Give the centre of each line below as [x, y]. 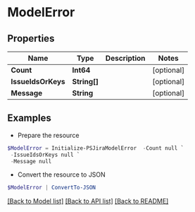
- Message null [31, 161]
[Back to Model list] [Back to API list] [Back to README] [88, 201]
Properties [31, 39]
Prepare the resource [48, 135]
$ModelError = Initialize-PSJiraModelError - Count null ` [96, 148]
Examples [29, 118]
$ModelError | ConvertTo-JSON [52, 188]
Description [125, 58]
